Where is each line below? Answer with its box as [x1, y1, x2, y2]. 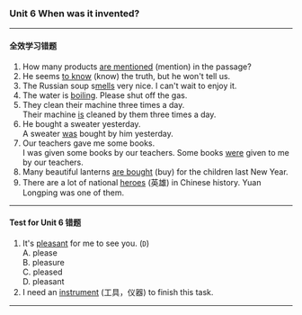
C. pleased [22, 266, 63, 277]
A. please [22, 247, 58, 258]
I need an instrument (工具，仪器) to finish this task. [22, 286, 214, 297]
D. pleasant [22, 275, 65, 286]
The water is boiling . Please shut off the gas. [22, 89, 188, 101]
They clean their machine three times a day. [22, 99, 185, 110]
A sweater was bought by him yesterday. [22, 128, 173, 139]
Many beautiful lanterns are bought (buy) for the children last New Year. [22, 166, 289, 177]
